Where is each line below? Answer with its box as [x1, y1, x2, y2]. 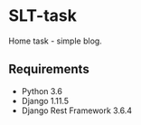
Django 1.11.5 [21, 95, 70, 106]
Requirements [8, 62, 89, 77]
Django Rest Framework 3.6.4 [21, 105, 133, 116]
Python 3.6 [21, 85, 62, 96]
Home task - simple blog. [8, 35, 103, 46]
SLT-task [8, 5, 78, 26]
